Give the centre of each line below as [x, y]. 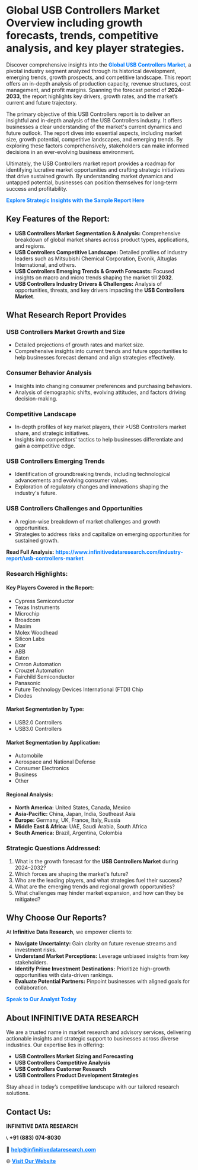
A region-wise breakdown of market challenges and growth [87, 521]
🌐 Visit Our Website [31, 1161]
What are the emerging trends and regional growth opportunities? [95, 887]
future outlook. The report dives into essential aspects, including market [94, 133]
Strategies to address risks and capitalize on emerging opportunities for [102, 534]
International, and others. [45, 264]
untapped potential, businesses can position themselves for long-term [92, 182]
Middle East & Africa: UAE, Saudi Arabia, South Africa [81, 827]
